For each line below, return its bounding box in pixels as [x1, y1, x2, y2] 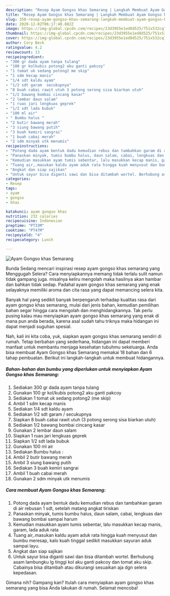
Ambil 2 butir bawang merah [13, 454, 73, 460]
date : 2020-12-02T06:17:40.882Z [6, 21, 74, 27]
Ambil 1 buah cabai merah [13, 470, 67, 476]
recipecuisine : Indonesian [6, 218, 63, 224]
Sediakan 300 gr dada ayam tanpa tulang [13, 384, 99, 390]
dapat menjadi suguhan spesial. [6, 323, 72, 329]
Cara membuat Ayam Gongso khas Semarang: [6, 487, 106, 493]
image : [6, 26, 20, 31]
